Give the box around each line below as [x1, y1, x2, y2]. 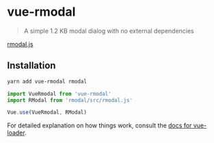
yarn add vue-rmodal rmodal [7, 78, 88, 85]
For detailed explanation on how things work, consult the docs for [7, 121, 192, 130]
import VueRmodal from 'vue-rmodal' [7, 90, 111, 97]
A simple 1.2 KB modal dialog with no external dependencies [23, 27, 195, 35]
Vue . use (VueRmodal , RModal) [7, 109, 88, 116]
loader [7, 129, 25, 137]
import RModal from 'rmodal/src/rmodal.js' [7, 96, 133, 103]
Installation [7, 60, 56, 72]
